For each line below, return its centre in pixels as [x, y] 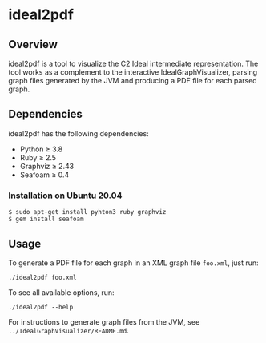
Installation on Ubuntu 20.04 [65, 196]
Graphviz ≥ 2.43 [47, 166]
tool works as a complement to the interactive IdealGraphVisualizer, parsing [133, 72]
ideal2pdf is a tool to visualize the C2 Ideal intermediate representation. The [133, 63]
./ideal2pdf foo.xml [43, 277]
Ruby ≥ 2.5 [38, 157]
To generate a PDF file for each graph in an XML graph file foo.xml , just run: [133, 263]
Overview [33, 44]
